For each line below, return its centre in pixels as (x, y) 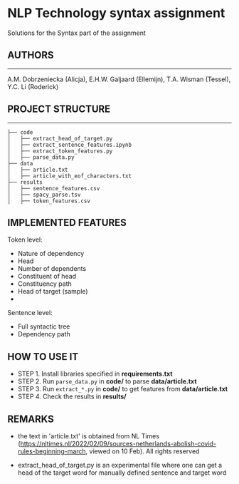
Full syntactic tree (44, 326)
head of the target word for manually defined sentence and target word (122, 473)
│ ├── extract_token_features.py (60, 151)
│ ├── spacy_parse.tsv (44, 195)
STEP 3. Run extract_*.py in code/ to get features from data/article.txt (123, 389)
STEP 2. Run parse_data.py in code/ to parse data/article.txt (107, 381)
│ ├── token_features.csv (49, 201)
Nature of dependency (51, 254)
